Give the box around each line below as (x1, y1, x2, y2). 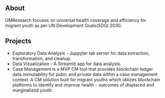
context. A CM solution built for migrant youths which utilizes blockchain (12, 77, 160, 83)
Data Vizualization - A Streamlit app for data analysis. (12, 61, 121, 67)
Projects (5, 37, 32, 45)
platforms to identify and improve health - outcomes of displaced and (12, 82, 155, 88)
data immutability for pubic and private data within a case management (12, 71, 158, 77)
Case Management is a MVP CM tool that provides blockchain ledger (12, 66, 153, 72)
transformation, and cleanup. (12, 55, 72, 61)
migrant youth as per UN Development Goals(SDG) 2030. (5, 22, 122, 28)
